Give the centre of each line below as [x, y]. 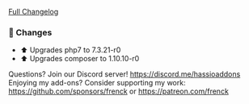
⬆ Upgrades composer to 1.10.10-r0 [80, 59]
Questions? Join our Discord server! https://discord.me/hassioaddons [124, 74]
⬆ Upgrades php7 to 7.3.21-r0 [70, 50]
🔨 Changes [30, 32]
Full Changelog [34, 12]
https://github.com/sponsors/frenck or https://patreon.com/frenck [118, 91]
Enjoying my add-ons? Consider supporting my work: [97, 83]
